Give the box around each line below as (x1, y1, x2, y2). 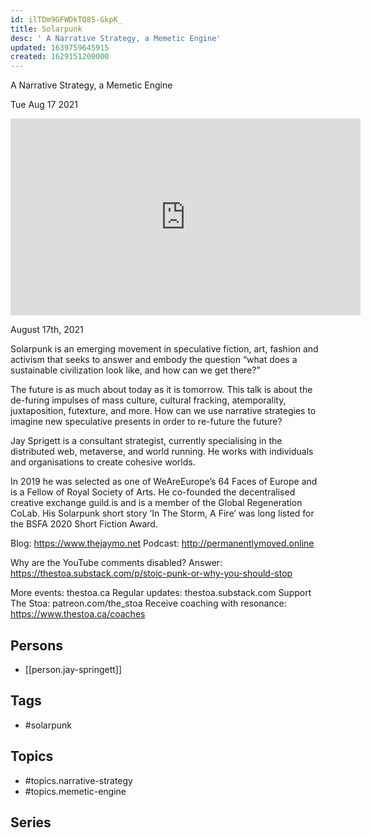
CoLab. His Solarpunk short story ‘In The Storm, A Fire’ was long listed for (10, 507, 315, 520)
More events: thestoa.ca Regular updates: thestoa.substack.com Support (10, 587, 312, 599)
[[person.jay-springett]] (24, 663, 123, 675)
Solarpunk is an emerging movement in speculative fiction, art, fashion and (10, 343, 319, 355)
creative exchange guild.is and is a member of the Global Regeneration (10, 497, 303, 509)
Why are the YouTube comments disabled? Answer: (10, 557, 223, 569)
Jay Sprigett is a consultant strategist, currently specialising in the (10, 435, 283, 447)
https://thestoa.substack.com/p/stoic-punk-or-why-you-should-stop (10, 567, 293, 580)
